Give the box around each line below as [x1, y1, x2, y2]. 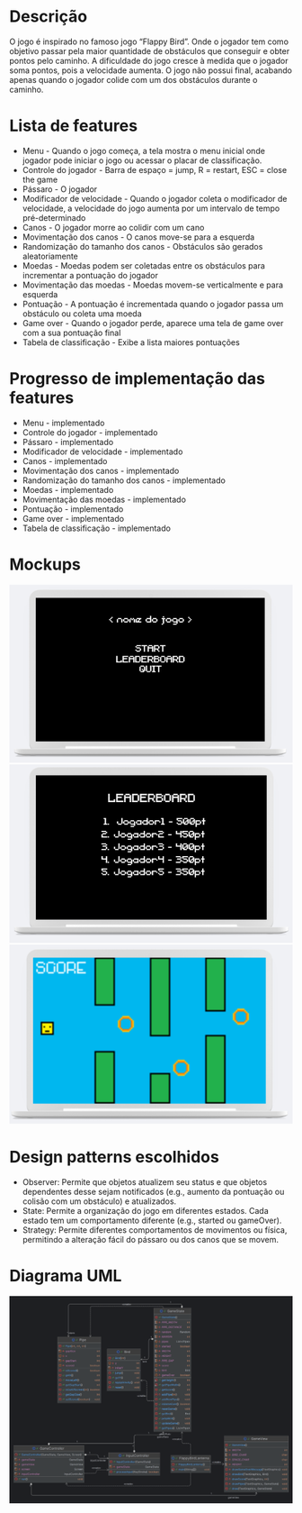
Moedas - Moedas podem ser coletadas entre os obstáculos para [22, 260, 265, 271]
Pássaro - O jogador [22, 183, 98, 195]
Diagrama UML [9, 1265, 122, 1286]
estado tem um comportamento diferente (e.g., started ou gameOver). [22, 1215, 282, 1226]
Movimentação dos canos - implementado [22, 465, 180, 476]
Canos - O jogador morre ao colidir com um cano [22, 222, 205, 232]
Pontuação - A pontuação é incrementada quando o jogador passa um [22, 298, 284, 309]
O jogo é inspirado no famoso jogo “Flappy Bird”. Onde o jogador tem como [9, 36, 289, 47]
